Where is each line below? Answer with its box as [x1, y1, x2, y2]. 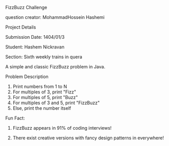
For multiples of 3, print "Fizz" [12, 89, 76, 95]
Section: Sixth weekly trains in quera [5, 54, 82, 60]
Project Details [5, 24, 36, 30]
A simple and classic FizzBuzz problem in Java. [5, 64, 105, 69]
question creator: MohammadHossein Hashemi [5, 14, 105, 20]
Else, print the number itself [12, 105, 71, 111]
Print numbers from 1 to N [12, 84, 68, 89]
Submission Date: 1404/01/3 [5, 34, 65, 40]
